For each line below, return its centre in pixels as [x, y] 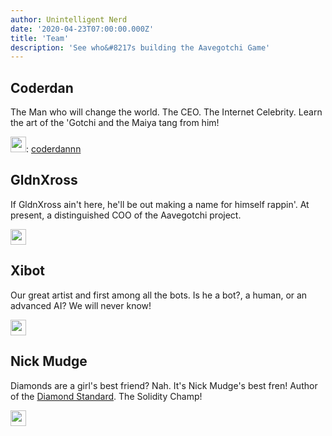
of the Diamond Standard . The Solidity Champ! [106, 396]
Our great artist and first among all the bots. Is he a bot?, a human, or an [159, 295]
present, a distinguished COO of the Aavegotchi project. [126, 215]
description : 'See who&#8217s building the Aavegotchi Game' [140, 47]
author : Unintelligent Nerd [69, 19]
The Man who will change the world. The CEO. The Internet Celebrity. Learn [166, 112]
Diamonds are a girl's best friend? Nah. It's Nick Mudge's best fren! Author [164, 385]
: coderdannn [54, 149]
